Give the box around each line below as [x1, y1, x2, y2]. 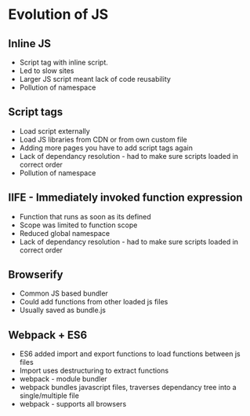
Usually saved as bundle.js [19, 305, 106, 315]
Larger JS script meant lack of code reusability [19, 75, 171, 83]
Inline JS [8, 37, 51, 50]
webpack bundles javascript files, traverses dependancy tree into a [19, 383, 237, 392]
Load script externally [19, 126, 90, 135]
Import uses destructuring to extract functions [19, 366, 169, 375]
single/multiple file [19, 391, 80, 400]
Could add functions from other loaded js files [19, 297, 168, 307]
